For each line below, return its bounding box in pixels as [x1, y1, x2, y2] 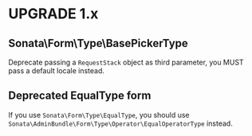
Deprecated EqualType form [8, 89, 152, 103]
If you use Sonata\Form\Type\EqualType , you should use [8, 110, 190, 119]
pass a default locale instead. [8, 66, 105, 76]
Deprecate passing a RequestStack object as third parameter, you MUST [8, 57, 245, 67]
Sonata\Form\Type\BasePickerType [8, 37, 189, 50]
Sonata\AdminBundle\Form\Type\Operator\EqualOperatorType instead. [8, 119, 233, 128]
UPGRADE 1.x [8, 5, 99, 23]
